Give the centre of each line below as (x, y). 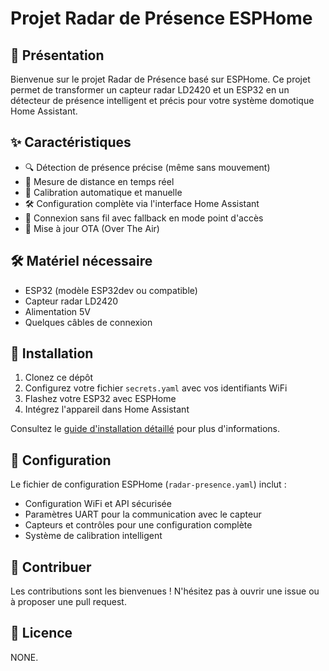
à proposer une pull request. (68, 602)
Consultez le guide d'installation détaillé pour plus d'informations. (145, 429)
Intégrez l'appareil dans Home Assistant (107, 409)
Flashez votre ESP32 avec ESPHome (100, 399)
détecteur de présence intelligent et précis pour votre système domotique (162, 100)
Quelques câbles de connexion (88, 322)
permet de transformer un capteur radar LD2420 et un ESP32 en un (150, 90)
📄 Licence (41, 633)
